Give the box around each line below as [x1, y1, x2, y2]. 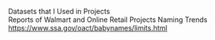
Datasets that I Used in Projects [8, 7, 110, 16]
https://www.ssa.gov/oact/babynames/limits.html [8, 24, 168, 32]
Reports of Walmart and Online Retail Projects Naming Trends [8, 15, 208, 24]
